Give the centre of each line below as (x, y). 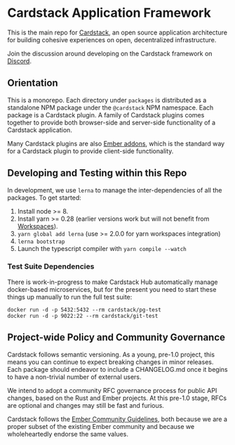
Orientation (33, 83)
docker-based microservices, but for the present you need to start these (112, 289)
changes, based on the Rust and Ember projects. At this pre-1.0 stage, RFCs (117, 398)
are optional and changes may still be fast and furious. (86, 405)
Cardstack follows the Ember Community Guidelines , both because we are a (117, 419)
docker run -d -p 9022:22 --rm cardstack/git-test (83, 316)
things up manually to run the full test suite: (70, 297)
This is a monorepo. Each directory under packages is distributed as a (107, 100)
